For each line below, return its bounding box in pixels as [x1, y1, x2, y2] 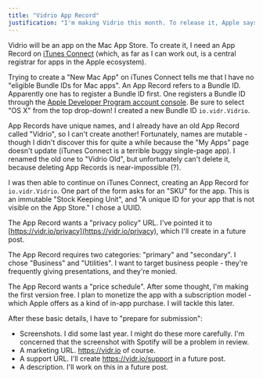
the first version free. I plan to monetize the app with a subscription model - [8, 290, 252, 299]
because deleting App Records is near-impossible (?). [8, 162, 182, 172]
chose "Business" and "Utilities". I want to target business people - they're [8, 258, 248, 268]
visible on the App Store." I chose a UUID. [8, 202, 142, 212]
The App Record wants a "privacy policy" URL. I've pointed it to [8, 217, 213, 228]
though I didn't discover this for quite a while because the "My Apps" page [8, 137, 249, 147]
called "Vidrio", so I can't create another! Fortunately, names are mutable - [8, 129, 248, 138]
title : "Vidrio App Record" [8, 11, 100, 20]
